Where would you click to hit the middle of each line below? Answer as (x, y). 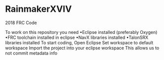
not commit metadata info (31, 53)
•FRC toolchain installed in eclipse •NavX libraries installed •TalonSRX (77, 37)
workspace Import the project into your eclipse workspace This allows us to (82, 48)
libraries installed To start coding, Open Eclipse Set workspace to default (79, 42)
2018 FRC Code (21, 23)
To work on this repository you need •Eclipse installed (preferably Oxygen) (81, 32)
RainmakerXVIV (39, 9)
